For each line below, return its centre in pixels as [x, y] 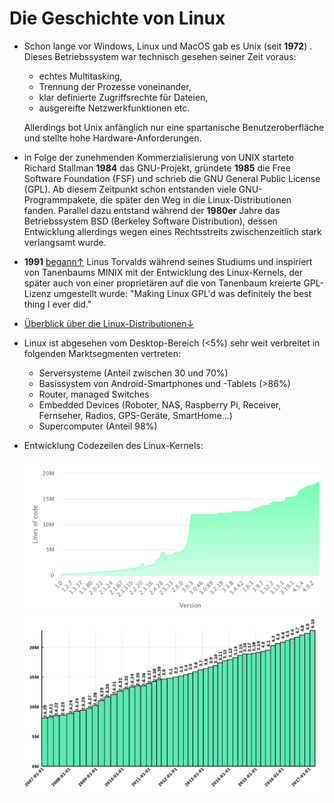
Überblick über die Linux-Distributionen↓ [109, 323]
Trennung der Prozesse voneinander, [115, 86]
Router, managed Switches [94, 394]
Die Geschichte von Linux [117, 18]
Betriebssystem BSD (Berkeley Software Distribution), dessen [150, 221]
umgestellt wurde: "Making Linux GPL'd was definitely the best [182, 293]
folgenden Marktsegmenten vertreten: [102, 353]
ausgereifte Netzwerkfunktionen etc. [114, 108]
